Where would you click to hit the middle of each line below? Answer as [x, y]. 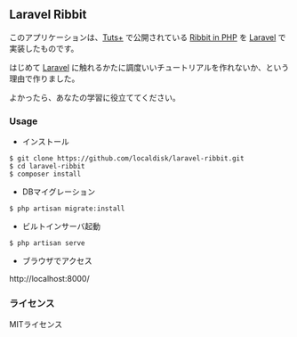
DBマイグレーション [59, 192]
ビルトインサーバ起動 [61, 226]
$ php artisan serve [48, 243]
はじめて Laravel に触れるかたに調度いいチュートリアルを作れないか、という [149, 67]
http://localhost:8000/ [50, 279]
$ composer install [45, 174]
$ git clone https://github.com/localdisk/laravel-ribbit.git [127, 159]
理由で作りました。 [44, 78]
